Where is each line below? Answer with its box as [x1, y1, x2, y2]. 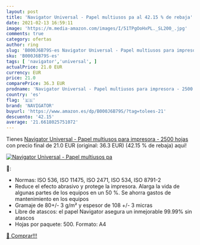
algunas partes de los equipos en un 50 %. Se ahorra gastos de [14, 189, 171, 196]
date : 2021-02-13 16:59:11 [6, 20, 73, 26]
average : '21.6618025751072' [6, 120, 79, 125]
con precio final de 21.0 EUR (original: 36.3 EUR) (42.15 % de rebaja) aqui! [6, 142, 187, 149]
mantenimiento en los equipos [14, 196, 89, 203]
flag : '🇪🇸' [6, 97, 36, 103]
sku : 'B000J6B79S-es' [6, 53, 60, 59]
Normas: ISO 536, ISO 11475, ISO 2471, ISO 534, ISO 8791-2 [14, 177, 161, 184]
